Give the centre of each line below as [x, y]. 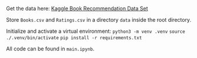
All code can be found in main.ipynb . [50, 49]
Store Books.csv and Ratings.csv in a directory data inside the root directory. [99, 20]
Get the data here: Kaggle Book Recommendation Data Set [77, 8]
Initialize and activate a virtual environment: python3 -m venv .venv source [96, 31]
